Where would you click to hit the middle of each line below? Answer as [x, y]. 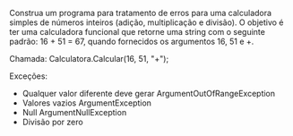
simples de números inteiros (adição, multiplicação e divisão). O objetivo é [146, 22]
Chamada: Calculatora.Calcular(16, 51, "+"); [89, 59]
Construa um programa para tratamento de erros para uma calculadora [140, 13]
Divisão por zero [52, 122]
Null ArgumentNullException [74, 112]
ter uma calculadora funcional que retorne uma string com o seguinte [138, 32]
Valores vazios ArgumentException [87, 103]
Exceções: [28, 76]
